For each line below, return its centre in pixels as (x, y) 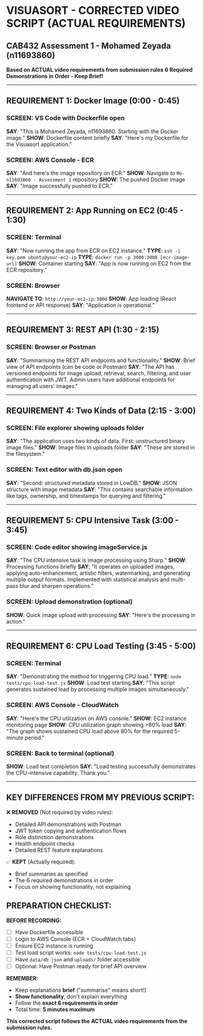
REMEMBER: (22, 978)
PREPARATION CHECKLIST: (59, 906)
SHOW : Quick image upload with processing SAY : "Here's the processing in (101, 615)
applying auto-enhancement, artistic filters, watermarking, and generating (98, 573)
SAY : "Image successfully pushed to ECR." (60, 186)
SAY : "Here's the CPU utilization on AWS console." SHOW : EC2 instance (97, 718)
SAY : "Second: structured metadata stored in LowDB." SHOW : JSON (92, 483)
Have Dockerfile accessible (49, 932)
